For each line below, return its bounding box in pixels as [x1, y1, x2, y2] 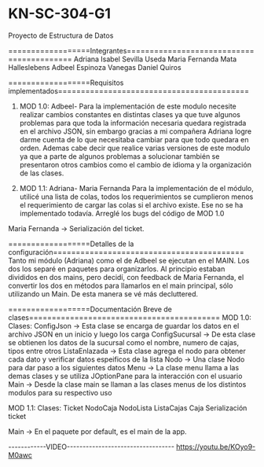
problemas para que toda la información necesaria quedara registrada [19, 118, 247, 127]
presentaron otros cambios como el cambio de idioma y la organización [19, 160, 251, 169]
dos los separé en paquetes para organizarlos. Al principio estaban [8, 264, 225, 274]
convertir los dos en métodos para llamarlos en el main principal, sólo [8, 281, 233, 290]
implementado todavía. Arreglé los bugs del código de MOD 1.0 [19, 208, 225, 218]
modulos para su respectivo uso [8, 388, 112, 397]
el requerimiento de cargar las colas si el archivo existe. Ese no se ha [19, 200, 244, 209]
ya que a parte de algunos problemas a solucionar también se [19, 151, 220, 161]
